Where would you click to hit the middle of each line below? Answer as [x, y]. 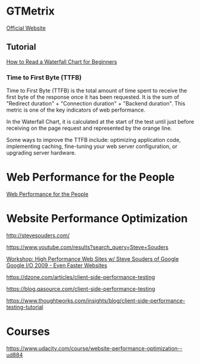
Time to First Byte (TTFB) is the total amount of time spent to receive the [97, 91]
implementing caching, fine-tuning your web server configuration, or [92, 146]
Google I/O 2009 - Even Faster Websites [57, 265]
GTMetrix [31, 11]
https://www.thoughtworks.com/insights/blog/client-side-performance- [96, 300]
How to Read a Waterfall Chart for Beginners [62, 61]
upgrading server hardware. [41, 153]
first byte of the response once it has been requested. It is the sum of [93, 97]
